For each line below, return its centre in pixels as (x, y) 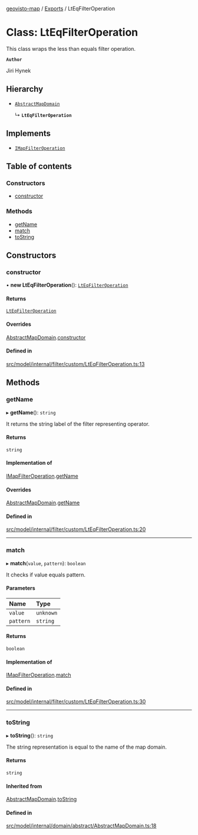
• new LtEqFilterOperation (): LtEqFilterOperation (67, 285)
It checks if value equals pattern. (46, 575)
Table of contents (39, 166)
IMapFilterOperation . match (39, 675)
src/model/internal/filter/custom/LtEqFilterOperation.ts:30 (76, 702)
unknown (47, 613)
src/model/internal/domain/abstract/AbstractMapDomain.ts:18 (81, 826)
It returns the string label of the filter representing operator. (78, 424)
